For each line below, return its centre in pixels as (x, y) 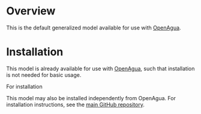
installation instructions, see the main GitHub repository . (76, 104)
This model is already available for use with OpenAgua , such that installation (100, 68)
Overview (31, 11)
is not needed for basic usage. (44, 75)
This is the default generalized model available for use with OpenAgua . (94, 28)
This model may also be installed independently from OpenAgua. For (91, 98)
